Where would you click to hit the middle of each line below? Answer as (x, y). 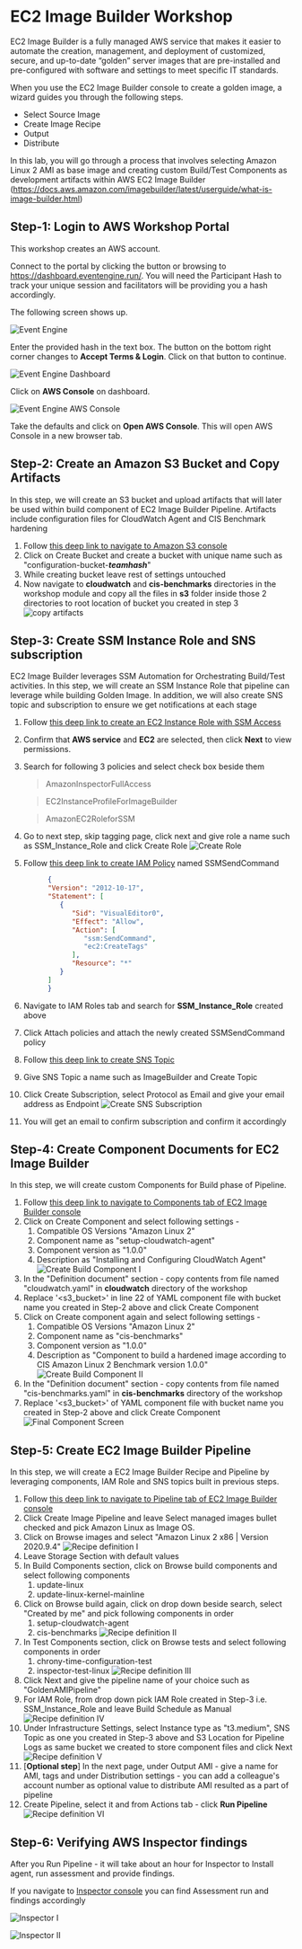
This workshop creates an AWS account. (85, 248)
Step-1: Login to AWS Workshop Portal (120, 227)
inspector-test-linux (73, 1671)
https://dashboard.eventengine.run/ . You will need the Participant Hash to (146, 275)
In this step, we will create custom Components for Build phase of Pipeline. (148, 1185)
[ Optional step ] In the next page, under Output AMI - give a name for (151, 1767)
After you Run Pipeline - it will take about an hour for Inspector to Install (142, 1864)
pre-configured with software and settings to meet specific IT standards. (144, 70)
